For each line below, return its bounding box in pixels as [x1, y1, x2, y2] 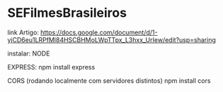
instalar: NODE [7, 49, 50, 58]
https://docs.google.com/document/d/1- [40, 28, 158, 37]
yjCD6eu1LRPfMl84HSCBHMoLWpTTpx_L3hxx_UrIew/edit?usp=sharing [7, 35, 216, 44]
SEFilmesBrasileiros [7, 5, 127, 21]
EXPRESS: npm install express [7, 63, 96, 71]
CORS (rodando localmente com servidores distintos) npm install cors [7, 76, 211, 85]
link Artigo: [7, 28, 39, 37]
